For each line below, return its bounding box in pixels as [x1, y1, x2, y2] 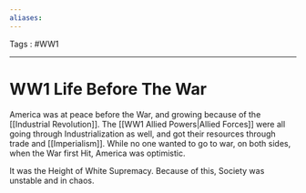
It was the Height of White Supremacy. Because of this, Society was [9, 165, 265, 176]
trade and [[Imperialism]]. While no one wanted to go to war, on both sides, [9, 137, 291, 148]
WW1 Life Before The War [9, 78, 208, 99]
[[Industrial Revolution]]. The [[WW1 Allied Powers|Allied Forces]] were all [9, 118, 286, 129]
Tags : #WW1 [9, 38, 59, 49]
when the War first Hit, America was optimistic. [9, 147, 186, 158]
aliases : [9, 13, 43, 23]
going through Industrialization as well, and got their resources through [9, 128, 276, 139]
